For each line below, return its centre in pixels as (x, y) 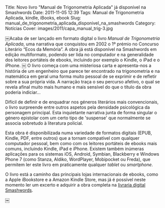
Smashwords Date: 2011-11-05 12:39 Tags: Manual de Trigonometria (75, 12)
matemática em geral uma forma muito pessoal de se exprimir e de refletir (81, 76)
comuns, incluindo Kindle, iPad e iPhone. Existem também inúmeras (75, 149)
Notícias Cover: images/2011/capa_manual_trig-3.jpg (59, 28)
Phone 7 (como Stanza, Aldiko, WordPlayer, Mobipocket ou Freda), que (78, 159)
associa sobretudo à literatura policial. (44, 123)
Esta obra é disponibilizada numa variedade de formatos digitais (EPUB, (79, 133)
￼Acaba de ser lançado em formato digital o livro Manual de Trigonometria (82, 38)
